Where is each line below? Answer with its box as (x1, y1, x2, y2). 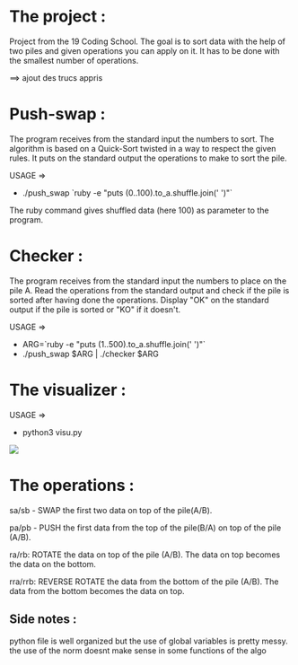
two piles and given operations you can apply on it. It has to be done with (9, 45, 280, 56)
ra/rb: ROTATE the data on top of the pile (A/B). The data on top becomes (9, 549, 281, 560)
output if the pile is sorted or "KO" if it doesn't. (9, 303, 181, 315)
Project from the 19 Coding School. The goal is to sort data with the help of (9, 36, 285, 47)
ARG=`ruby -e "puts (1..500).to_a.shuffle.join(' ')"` (22, 338, 206, 349)
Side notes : (9, 612, 77, 627)
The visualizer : (9, 380, 127, 400)
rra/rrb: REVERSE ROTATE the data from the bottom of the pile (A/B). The (9, 576, 279, 587)
